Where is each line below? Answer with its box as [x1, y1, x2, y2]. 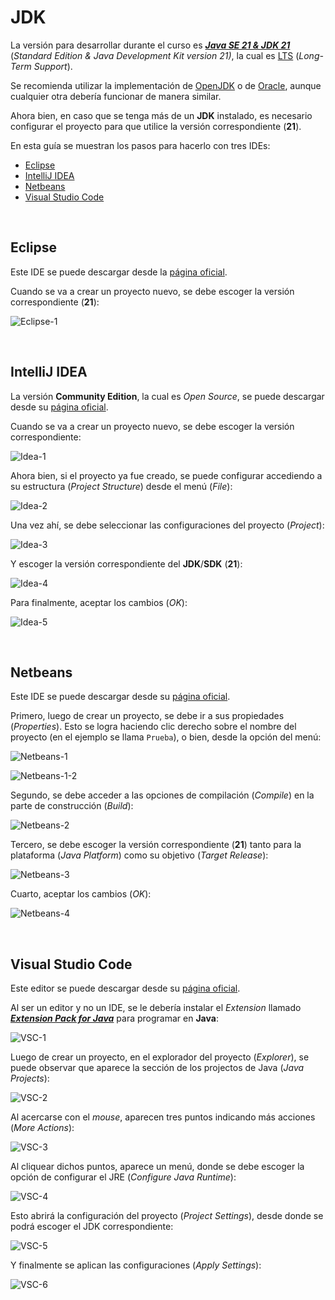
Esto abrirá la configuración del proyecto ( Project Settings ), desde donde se [10, 1210, 324, 1222]
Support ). [33, 60, 73, 72]
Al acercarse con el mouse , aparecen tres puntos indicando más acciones [10, 1111, 316, 1123]
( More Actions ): [10, 1122, 75, 1134]
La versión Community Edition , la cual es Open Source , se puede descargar [10, 390, 325, 402]
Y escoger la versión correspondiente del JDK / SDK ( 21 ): [10, 557, 243, 570]
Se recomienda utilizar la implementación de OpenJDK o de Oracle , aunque [10, 79, 322, 91]
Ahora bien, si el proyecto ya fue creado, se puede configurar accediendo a [10, 469, 323, 481]
